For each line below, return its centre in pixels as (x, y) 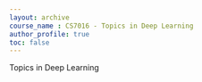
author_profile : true (50, 34)
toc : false (29, 42)
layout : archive (39, 17)
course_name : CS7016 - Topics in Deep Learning (101, 26)
